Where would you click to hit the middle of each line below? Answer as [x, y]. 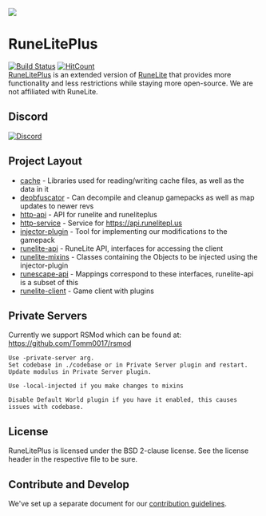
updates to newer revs [57, 206]
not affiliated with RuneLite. [53, 91]
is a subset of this [49, 282]
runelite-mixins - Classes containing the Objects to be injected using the [139, 256]
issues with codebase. [46, 407]
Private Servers [48, 316]
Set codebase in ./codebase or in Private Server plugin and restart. [128, 365]
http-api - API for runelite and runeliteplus [89, 214]
